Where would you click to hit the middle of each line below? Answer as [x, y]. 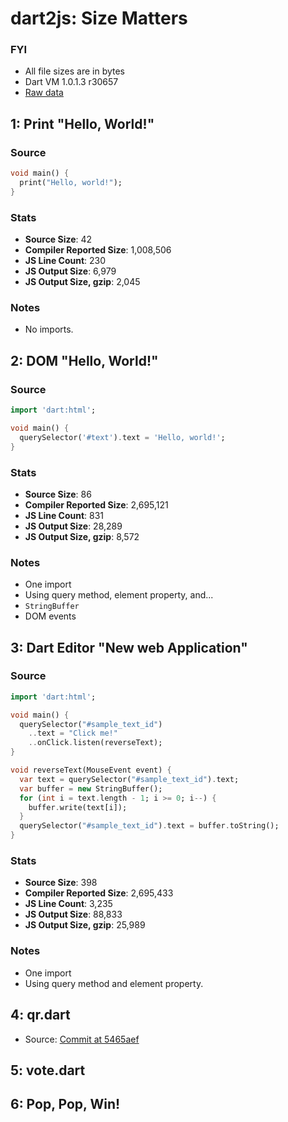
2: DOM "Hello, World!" [84, 360]
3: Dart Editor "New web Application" [129, 647]
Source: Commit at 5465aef [82, 1039]
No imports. [49, 329]
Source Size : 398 [61, 883]
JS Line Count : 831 [64, 515]
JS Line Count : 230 [65, 261]
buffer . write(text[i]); [78, 807]
